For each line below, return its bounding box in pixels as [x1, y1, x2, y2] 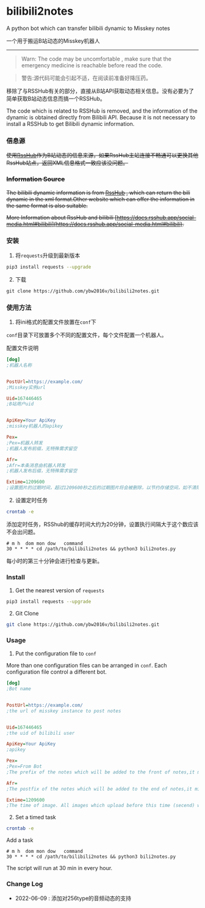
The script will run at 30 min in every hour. [6, 865, 113, 872]
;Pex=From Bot [6, 764, 43, 770]
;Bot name [6, 686, 32, 692]
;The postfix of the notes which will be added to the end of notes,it [6, 786, 192, 792]
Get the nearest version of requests [15, 587, 105, 594]
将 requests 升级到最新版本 [15, 251, 81, 259]
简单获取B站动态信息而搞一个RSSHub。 [6, 95, 106, 102]
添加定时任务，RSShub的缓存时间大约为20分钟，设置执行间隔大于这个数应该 [6, 520, 199, 527]
